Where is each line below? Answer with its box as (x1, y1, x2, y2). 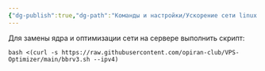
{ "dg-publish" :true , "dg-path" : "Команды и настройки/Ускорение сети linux (8, 11, 258, 20)
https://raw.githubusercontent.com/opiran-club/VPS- (61, 48, 240, 56)
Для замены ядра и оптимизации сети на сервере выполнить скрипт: (8, 33, 245, 43)
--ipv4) (93, 55, 119, 63)
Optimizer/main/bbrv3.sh (8, 55, 90, 63)
